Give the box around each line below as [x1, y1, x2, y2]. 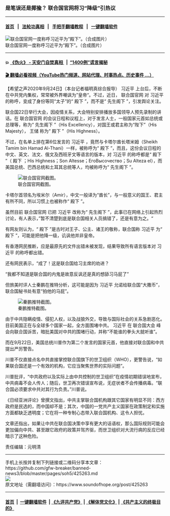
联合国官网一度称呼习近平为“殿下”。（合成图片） [5, 42, 105, 48]
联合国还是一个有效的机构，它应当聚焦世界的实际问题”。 [9, 363, 127, 369]
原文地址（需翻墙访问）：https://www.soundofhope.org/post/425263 [5, 482, 148, 488]
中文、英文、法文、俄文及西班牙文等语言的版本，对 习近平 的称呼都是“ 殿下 [5, 151, 162, 157]
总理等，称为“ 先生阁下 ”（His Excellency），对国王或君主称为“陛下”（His [5, 122, 157, 128]
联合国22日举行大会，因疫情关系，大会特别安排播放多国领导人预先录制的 [5, 109, 157, 115]
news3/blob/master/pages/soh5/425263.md [5, 470, 98, 477]
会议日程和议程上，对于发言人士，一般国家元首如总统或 [47, 115, 163, 122]
